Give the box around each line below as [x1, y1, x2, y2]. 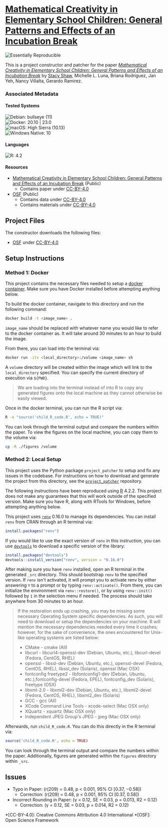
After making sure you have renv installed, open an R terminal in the [5, 566, 144, 573]
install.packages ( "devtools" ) [5, 553, 68, 558]
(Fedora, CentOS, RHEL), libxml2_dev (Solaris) [24, 693, 120, 699]
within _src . [5, 758, 29, 764]
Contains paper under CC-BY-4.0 [19, 186, 89, 192]
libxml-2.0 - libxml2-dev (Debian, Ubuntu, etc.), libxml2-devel [24, 687, 151, 693]
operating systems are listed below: [25, 635, 99, 641]
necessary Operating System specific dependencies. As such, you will [17, 613, 163, 619]
